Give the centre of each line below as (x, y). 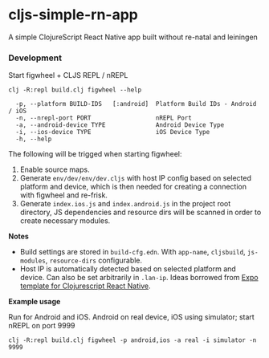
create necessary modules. (65, 221)
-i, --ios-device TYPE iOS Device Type (113, 132)
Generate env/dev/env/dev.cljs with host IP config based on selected (135, 178)
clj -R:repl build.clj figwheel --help (75, 90)
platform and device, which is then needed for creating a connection (133, 187)
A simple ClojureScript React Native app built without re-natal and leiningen (133, 37)
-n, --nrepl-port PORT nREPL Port (104, 118)
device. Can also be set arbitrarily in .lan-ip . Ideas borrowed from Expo (139, 278)
